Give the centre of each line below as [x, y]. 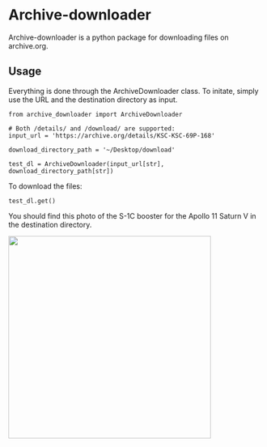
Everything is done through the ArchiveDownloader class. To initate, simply [133, 91]
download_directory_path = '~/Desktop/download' [92, 150]
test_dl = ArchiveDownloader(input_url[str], [86, 164]
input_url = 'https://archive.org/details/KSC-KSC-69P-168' [112, 135]
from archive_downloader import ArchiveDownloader [95, 114]
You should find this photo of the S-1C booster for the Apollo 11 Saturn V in [132, 215]
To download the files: [45, 186]
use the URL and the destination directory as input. [93, 100]
